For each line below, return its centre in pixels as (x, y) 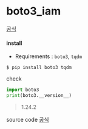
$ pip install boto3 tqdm (39, 68)
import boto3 (23, 90)
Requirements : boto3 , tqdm (49, 56)
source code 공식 (28, 119)
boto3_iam (34, 11)
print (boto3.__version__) (39, 96)
